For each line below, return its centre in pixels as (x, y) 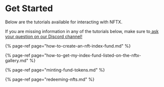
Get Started (29, 9)
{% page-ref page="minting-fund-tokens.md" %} (55, 70)
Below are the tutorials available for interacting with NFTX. (64, 22)
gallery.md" (17, 60)
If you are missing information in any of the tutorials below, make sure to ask (82, 31)
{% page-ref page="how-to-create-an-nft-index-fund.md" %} (68, 46)
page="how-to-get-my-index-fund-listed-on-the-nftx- (86, 55)
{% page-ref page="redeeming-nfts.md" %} (50, 79)
